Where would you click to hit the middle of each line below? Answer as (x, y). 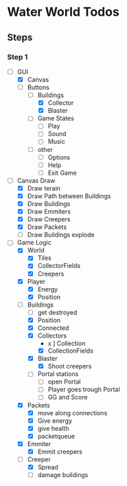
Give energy (55, 421)
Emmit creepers (60, 452)
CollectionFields (71, 351)
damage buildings (63, 475)
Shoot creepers (70, 366)
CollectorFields (59, 266)
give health (53, 428)
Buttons (38, 87)
